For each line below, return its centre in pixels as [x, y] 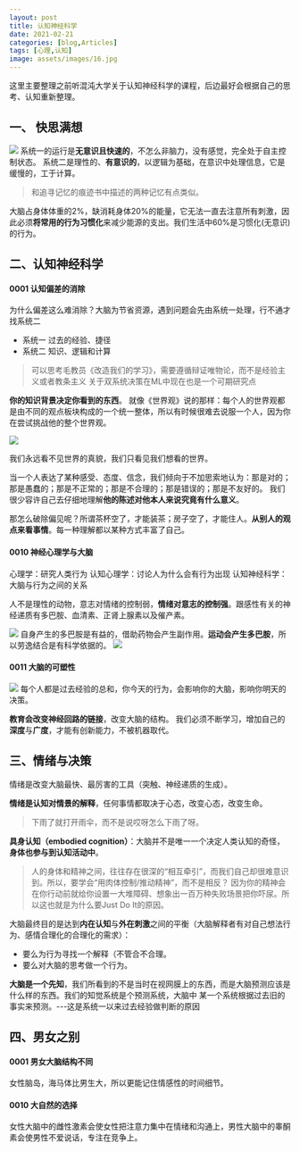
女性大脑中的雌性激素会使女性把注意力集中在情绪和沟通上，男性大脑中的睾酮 [150, 1127]
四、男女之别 [45, 1037]
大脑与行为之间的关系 [48, 585]
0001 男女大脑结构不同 [51, 1061]
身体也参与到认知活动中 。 [56, 852]
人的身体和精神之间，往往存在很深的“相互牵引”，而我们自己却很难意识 [160, 871]
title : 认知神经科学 [43, 26]
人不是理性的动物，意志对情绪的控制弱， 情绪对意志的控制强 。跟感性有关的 [146, 604]
